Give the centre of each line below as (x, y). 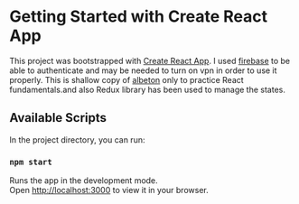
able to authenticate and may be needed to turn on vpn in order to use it (143, 70)
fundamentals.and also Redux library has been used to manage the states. (148, 89)
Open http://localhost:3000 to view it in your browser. (109, 190)
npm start (31, 162)
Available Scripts (58, 118)
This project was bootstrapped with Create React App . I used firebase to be (150, 60)
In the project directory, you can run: (77, 139)
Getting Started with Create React (139, 17)
